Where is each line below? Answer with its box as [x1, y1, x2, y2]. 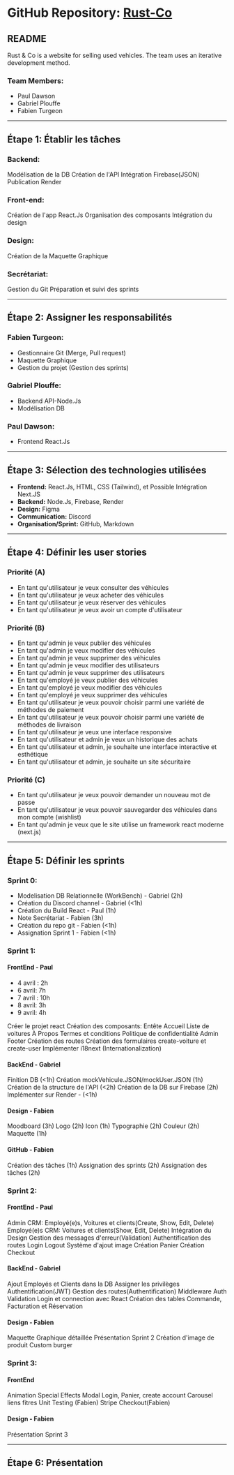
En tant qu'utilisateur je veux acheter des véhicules [17, 591, 164, 599]
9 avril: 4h [17, 1009, 47, 1017]
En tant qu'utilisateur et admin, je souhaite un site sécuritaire [17, 757, 192, 766]
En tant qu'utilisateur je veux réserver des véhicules [17, 598, 166, 607]
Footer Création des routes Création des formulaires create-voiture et [7, 1037, 207, 1045]
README [7, 33, 47, 45]
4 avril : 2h [17, 979, 49, 987]
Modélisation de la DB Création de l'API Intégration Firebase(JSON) [7, 170, 200, 179]
